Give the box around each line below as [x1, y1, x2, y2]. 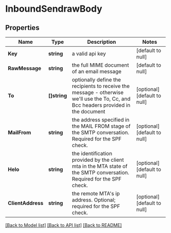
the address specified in [72, 116, 130, 123]
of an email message [72, 68, 122, 75]
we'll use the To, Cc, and [72, 95, 131, 102]
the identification [72, 150, 112, 157]
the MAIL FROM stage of [72, 123, 131, 130]
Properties [5, 23, 40, 32]
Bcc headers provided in [72, 102, 131, 108]
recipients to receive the [72, 82, 130, 90]
